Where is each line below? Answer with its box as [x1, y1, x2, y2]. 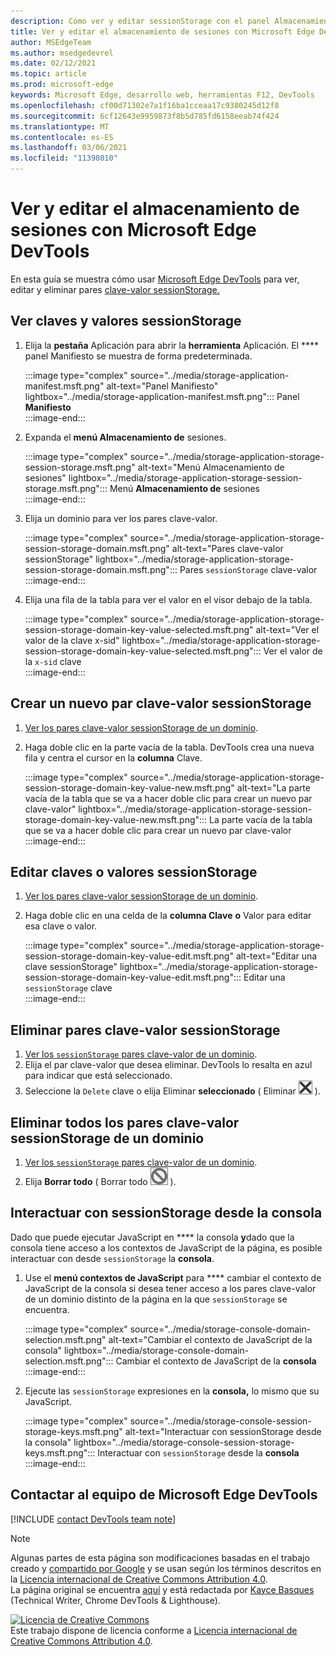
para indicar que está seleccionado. [24, 1070, 173, 1082]
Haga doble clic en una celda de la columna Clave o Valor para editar [24, 910, 312, 922]
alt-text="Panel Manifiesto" [106, 380, 219, 392]
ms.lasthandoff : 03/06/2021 [10, 143, 128, 153]
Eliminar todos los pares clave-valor [10, 1114, 240, 1131]
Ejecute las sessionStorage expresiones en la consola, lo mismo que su [24, 1385, 320, 1397]
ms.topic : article [10, 69, 87, 79]
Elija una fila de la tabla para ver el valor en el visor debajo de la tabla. [24, 593, 313, 605]
